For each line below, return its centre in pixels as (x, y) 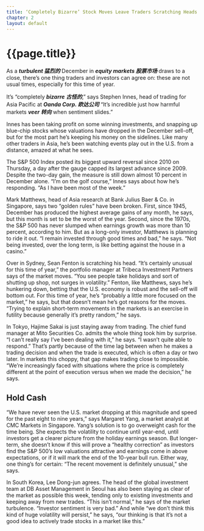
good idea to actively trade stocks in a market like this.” (76, 521)
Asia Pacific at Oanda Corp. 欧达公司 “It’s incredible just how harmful (93, 105)
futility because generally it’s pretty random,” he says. (74, 315)
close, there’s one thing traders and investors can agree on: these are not (98, 78)
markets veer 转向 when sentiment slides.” (60, 112)
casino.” (16, 251)
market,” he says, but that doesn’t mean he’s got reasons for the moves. (97, 302)
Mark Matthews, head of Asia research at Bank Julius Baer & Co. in (90, 200)
